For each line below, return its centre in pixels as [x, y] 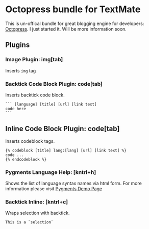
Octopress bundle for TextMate [73, 9]
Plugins [18, 45]
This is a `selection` [29, 222]
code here [16, 109]
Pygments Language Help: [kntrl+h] [51, 172]
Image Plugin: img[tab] [34, 60]
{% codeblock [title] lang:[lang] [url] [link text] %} [66, 150]
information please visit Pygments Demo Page [54, 189]
